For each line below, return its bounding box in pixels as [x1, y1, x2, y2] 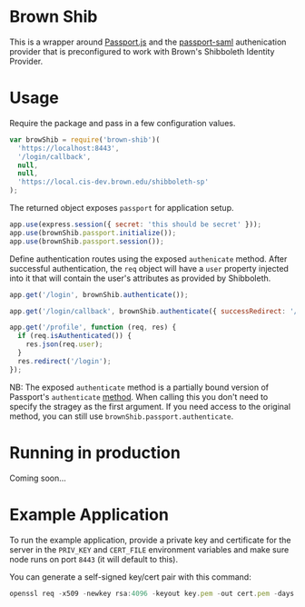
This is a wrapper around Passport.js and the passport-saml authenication [9, 36, 287, 47]
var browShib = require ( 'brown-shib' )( [9, 134, 161, 144]
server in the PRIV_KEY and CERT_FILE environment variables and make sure [9, 543, 290, 555]
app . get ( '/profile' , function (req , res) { [9, 323, 177, 333]
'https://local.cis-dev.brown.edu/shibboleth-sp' [17, 177, 209, 187]
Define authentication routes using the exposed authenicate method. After [9, 253, 288, 264]
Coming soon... [9, 473, 66, 483]
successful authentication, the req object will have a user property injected [9, 263, 289, 274]
